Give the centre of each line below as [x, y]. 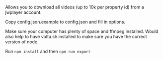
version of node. [22, 42]
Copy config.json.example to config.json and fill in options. [65, 22]
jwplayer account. [23, 12]
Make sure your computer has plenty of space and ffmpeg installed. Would [82, 31]
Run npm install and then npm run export [48, 51]
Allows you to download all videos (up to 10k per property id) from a [75, 7]
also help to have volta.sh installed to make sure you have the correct [76, 37]
